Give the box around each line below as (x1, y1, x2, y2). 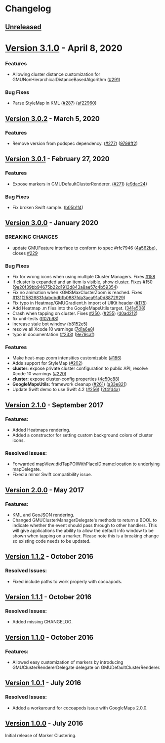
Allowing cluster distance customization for (12, 71, 100, 77)
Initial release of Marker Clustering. (5, 732, 77, 738)
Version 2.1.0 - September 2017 (5, 401, 104, 409)
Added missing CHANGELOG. (12, 619, 73, 625)
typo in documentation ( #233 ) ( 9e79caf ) (12, 332, 95, 338)
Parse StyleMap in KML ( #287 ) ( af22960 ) (12, 100, 97, 106)
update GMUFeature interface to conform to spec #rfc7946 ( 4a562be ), (12, 245, 157, 251)
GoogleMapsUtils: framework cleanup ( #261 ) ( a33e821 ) (12, 381, 127, 387)
